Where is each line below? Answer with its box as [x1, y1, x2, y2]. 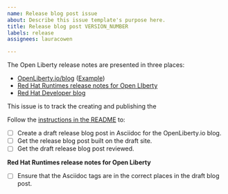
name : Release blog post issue [7, 10, 98, 17]
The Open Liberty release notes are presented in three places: [7, 61, 185, 69]
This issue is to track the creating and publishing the [7, 102, 157, 110]
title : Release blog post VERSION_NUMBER [7, 23, 129, 30]
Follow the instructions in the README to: [7, 115, 126, 124]
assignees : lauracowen [7, 36, 73, 43]
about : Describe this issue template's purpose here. [7, 17, 166, 23]
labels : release [7, 29, 54, 37]
